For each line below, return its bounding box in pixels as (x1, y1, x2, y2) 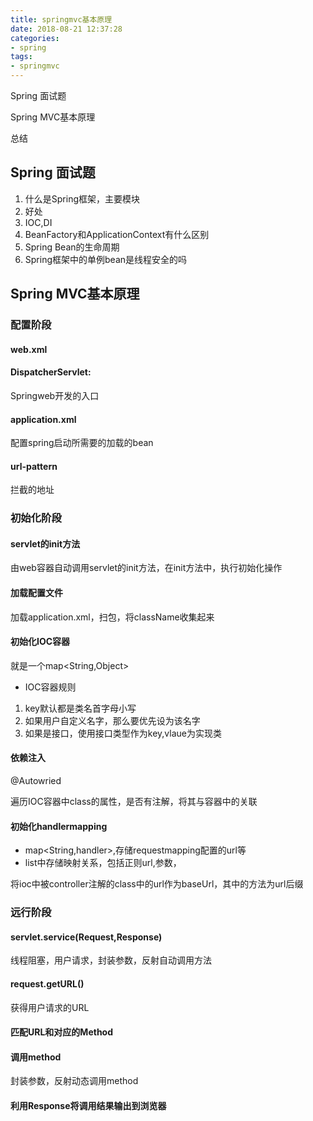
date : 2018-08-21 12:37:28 (10, 24, 123, 34)
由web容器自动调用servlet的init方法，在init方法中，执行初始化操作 (10, 562, 283, 574)
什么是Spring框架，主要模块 (24, 192, 141, 205)
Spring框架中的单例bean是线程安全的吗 (24, 253, 188, 265)
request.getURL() (10, 977, 85, 990)
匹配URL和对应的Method (10, 1026, 114, 1038)
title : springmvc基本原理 (10, 14, 113, 25)
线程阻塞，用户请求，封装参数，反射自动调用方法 (10, 954, 212, 966)
